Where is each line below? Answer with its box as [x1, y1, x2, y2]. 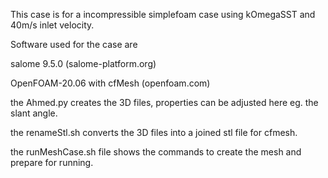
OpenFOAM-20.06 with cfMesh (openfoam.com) [10, 77, 211, 89]
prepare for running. [10, 157, 94, 168]
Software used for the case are [10, 39, 138, 50]
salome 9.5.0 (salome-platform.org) [10, 58, 157, 69]
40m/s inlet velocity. [10, 19, 95, 31]
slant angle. [10, 107, 58, 119]
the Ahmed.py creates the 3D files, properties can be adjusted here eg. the [10, 97, 319, 108]
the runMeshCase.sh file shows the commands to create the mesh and [10, 146, 302, 158]
